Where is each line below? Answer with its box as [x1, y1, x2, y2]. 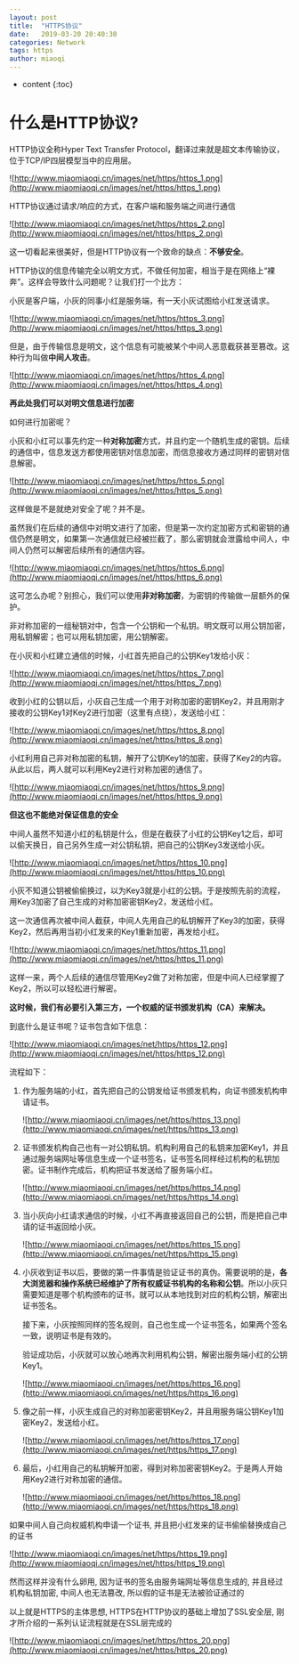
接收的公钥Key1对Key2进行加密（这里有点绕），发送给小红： [9, 707, 229, 718]
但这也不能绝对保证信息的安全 [9, 809, 118, 820]
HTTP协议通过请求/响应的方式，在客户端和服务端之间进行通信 [9, 200, 236, 211]
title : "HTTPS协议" [9, 21, 83, 30]
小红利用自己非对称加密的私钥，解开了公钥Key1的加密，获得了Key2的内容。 [9, 752, 287, 763]
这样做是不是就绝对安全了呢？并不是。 [9, 503, 149, 514]
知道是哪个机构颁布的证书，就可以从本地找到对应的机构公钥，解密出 [37, 1288, 287, 1300]
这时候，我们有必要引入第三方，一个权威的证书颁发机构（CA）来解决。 [9, 1002, 271, 1012]
